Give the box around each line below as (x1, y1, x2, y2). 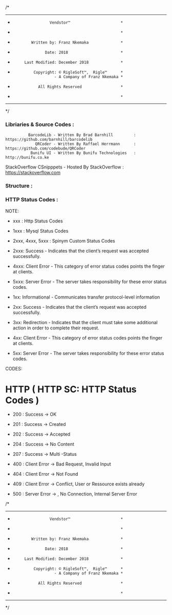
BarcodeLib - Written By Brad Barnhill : (28, 133, 137, 138)
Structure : (5, 182, 33, 190)
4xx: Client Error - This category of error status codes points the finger (12, 334, 163, 341)
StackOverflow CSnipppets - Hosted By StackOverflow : (5, 164, 124, 170)
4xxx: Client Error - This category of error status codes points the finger (12, 263, 165, 269)
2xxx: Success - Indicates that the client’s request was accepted (12, 248, 149, 254)
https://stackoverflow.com (5, 170, 60, 176)
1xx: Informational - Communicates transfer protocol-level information (12, 294, 160, 300)
